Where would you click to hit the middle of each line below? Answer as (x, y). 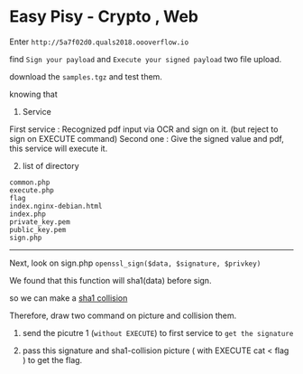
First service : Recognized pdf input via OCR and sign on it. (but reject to (144, 129)
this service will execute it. (59, 148)
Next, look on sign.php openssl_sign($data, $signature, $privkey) (135, 263)
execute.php (32, 190)
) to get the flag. (52, 360)
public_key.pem (38, 229)
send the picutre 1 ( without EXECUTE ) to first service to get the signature (158, 332)
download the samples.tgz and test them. (86, 76)
